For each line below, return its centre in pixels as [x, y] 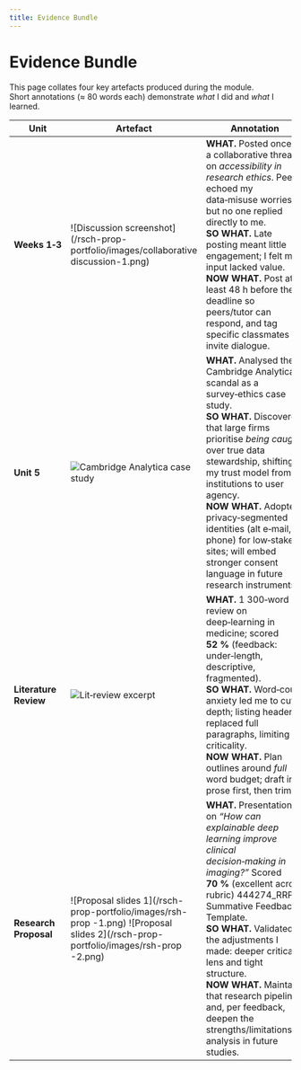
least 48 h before [242, 289]
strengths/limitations [249, 1030]
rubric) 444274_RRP [249, 895]
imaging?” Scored [244, 872]
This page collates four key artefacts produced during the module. [132, 87]
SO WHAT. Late [239, 233]
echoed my [229, 188]
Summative [229, 906]
